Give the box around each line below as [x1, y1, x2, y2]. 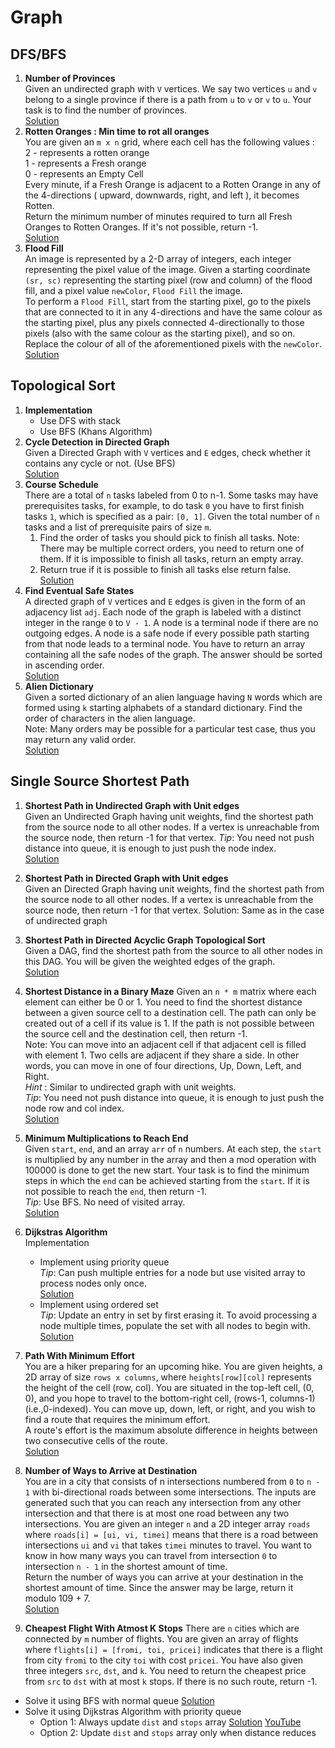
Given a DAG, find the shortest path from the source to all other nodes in [24, 944, 323, 956]
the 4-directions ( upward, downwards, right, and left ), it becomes [24, 189, 300, 201]
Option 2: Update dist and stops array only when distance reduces [39, 1726, 317, 1738]
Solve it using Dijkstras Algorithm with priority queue [24, 1705, 242, 1717]
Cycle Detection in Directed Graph [24, 436, 170, 448]
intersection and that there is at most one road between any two [24, 1507, 290, 1519]
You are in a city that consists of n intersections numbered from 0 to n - [24, 1475, 321, 1487]
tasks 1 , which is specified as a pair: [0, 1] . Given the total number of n [24, 510, 320, 522]
